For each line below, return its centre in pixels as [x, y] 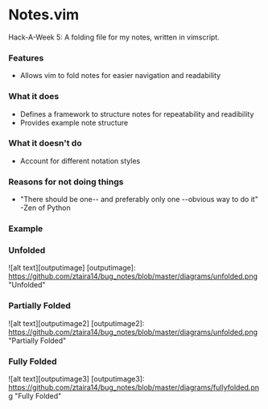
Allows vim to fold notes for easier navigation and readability [120, 76]
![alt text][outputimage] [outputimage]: [72, 268]
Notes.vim [44, 15]
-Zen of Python [45, 208]
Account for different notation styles [80, 161]
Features [26, 58]
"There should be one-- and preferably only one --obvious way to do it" [139, 200]
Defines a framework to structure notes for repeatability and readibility [137, 114]
